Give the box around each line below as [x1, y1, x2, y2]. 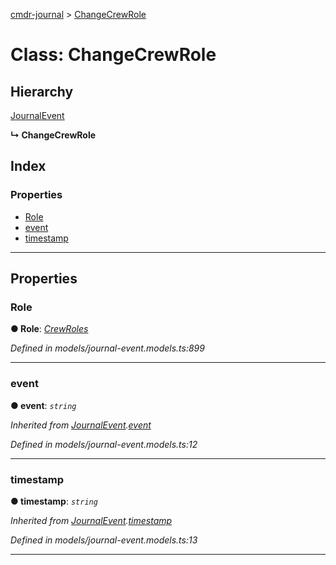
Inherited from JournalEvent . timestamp [10, 514, 173, 526]
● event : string [10, 399, 77, 411]
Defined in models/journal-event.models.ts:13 [10, 534, 198, 546]
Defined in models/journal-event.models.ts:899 [10, 342, 205, 354]
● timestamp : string [10, 495, 98, 507]
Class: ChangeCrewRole [10, 44, 217, 66]
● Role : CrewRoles [10, 323, 89, 335]
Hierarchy [10, 83, 74, 100]
